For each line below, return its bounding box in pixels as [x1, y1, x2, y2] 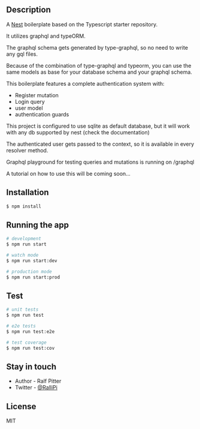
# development [6, 236, 42, 242]
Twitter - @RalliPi [14, 384, 58, 391]
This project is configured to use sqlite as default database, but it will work [6, 122, 190, 130]
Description [6, 5, 51, 15]
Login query [14, 98, 45, 105]
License [6, 401, 37, 412]
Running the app [6, 220, 69, 230]
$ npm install [6, 203, 42, 209]
